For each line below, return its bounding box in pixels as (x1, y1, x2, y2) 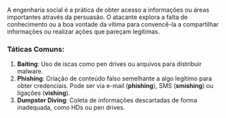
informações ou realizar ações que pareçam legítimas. (7, 27, 160, 35)
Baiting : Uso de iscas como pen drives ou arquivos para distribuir (16, 60, 202, 68)
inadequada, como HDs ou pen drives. (16, 104, 126, 112)
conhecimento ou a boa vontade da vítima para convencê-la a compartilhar (7, 20, 219, 28)
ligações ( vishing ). (16, 89, 70, 98)
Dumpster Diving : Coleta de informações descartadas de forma (16, 96, 197, 104)
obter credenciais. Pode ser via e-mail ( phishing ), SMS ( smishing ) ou (16, 82, 214, 90)
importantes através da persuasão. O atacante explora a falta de (7, 13, 188, 21)
